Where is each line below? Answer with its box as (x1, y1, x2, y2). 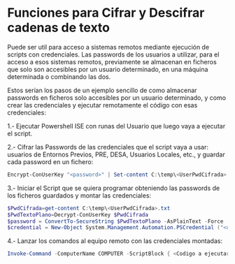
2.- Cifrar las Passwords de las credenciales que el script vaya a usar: (7, 142, 208, 151)
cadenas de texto (7, 20, 111, 36)
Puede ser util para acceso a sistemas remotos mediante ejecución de (7, 43, 210, 51)
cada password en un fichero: (7, 157, 94, 166)
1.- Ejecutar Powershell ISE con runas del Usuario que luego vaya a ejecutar (7, 122, 226, 130)
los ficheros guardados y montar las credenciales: (7, 191, 152, 200)
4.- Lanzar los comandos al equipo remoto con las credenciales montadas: (7, 237, 222, 245)
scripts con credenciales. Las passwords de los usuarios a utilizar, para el (7, 50, 220, 59)
